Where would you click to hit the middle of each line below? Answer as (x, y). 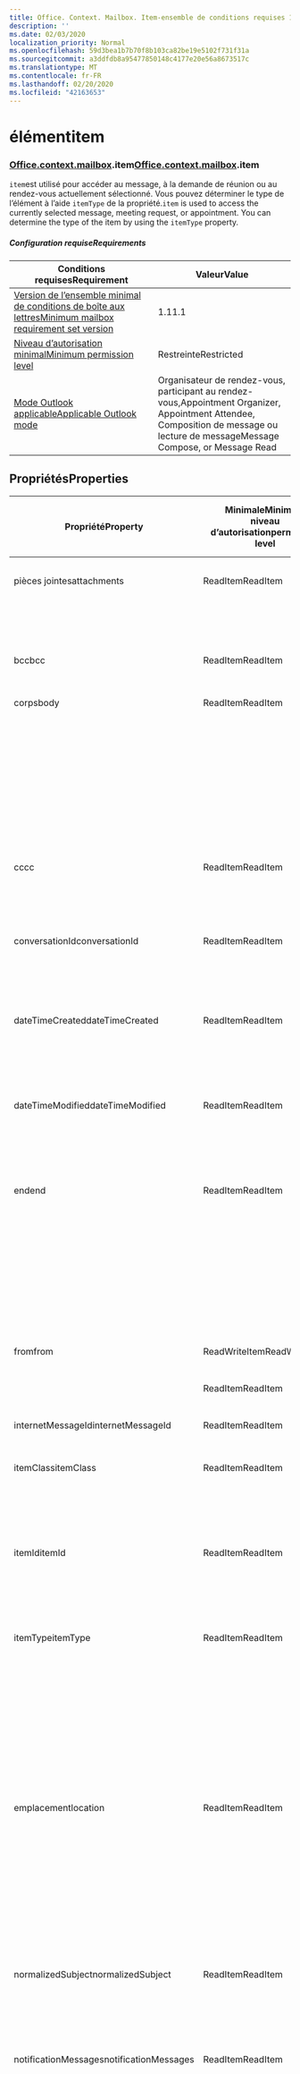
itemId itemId (40, 1552)
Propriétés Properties (69, 479)
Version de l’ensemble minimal (77, 294)
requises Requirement (81, 280)
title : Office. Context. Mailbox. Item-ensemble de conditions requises (147, 17)
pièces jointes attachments (69, 581)
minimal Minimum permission (74, 354)
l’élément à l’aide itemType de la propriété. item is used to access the (134, 203)
